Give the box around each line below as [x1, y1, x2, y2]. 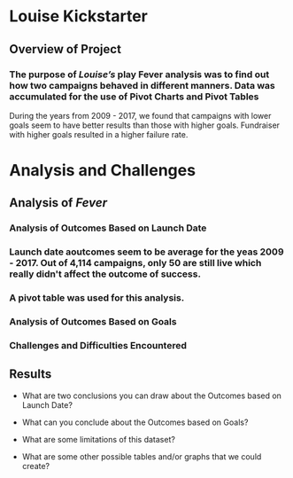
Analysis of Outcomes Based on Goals [9, 316, 177, 328]
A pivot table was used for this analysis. [9, 292, 185, 304]
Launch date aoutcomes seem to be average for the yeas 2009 [9, 246, 285, 258]
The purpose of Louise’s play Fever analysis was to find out [9, 68, 270, 81]
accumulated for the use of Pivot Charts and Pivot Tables [9, 90, 259, 103]
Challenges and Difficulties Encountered [9, 340, 188, 352]
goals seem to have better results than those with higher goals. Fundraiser [9, 120, 281, 130]
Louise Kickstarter [9, 6, 149, 27]
